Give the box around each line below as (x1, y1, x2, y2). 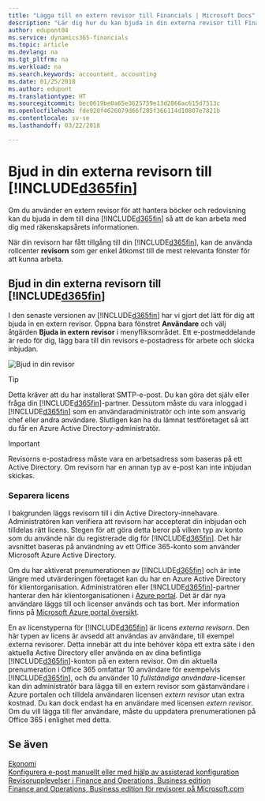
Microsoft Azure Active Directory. (8, 550, 117, 560)
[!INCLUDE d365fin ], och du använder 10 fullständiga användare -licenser (8, 672, 246, 683)
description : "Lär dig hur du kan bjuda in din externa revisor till (8, 19, 242, 27)
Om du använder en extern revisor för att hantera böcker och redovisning (8, 205, 246, 215)
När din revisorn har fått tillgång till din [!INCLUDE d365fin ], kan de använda (8, 238, 252, 247)
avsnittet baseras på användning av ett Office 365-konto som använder (8, 541, 241, 551)
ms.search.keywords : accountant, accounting (8, 70, 157, 78)
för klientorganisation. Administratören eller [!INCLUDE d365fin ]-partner (8, 582, 241, 592)
